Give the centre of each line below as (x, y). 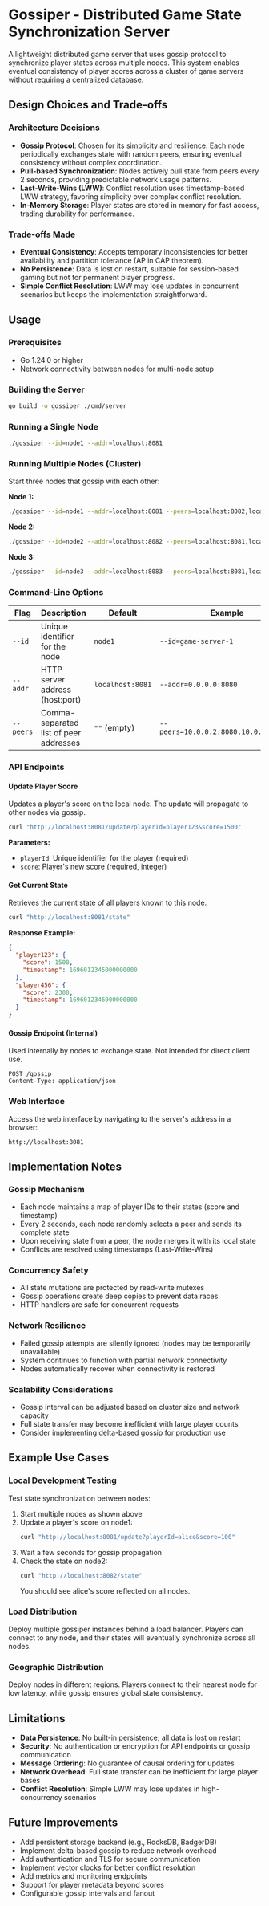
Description (63, 613)
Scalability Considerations (61, 1389)
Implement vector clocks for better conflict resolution (108, 1867)
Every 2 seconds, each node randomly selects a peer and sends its (130, 1224)
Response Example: (42, 933)
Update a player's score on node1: (76, 1522)
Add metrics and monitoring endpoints (83, 1875)
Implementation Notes (65, 1166)
